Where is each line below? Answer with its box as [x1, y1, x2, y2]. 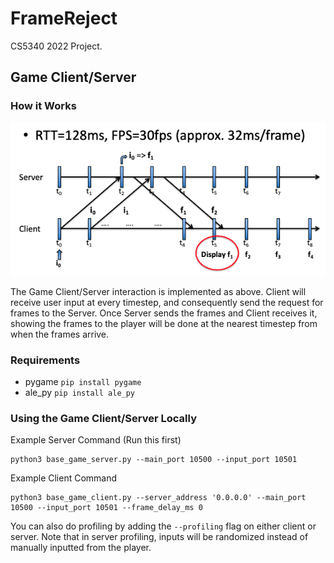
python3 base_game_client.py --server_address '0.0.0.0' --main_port [10, 493, 307, 503]
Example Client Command [10, 472, 118, 484]
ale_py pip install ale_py [24, 387, 136, 399]
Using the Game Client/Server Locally [10, 411, 197, 425]
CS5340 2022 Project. [10, 40, 103, 52]
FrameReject [10, 7, 118, 30]
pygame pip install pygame [24, 376, 142, 388]
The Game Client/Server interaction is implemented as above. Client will [10, 285, 307, 297]
